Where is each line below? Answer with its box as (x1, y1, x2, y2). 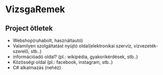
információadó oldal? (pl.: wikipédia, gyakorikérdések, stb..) (12, 54, 139, 60)
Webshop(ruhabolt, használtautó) (12, 37, 83, 43)
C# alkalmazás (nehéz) (12, 65, 61, 70)
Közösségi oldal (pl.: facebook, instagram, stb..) (12, 59, 113, 65)
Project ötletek (5, 24, 53, 33)
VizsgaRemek (5, 4, 65, 15)
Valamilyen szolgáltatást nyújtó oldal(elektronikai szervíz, (12, 43, 133, 49)
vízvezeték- (133, 43, 158, 49)
